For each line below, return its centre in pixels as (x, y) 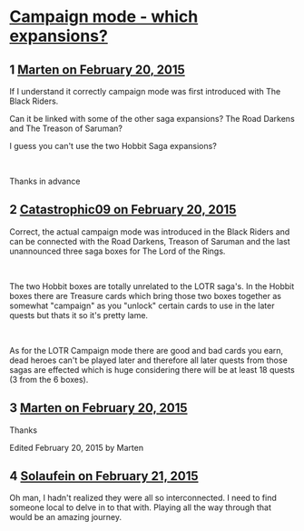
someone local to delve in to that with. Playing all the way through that (141, 507)
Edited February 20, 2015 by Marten (76, 447)
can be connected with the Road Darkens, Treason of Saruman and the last (150, 241)
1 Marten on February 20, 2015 (98, 70)
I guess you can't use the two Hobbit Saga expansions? (113, 146)
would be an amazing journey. (66, 517)
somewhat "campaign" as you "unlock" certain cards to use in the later (142, 306)
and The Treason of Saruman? (66, 128)
